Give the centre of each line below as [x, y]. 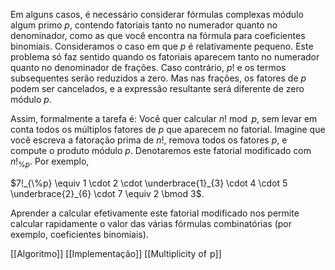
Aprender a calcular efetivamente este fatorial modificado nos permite [155, 213]
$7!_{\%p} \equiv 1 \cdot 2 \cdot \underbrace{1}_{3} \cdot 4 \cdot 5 [149, 183]
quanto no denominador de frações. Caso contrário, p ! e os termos [148, 67]
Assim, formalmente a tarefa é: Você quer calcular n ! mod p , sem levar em [164, 118]
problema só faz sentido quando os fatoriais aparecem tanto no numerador [165, 57]
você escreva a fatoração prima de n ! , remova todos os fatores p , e [149, 140]
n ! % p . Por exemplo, [50, 162]
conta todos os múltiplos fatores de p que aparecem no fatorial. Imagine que [168, 129]
